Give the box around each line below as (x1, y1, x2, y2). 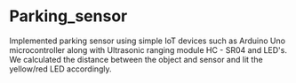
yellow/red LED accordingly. (9, 64, 113, 74)
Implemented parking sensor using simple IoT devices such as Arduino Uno (9, 35, 286, 46)
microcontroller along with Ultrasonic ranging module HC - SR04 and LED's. (9, 44, 287, 55)
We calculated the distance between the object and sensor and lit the (9, 54, 264, 64)
